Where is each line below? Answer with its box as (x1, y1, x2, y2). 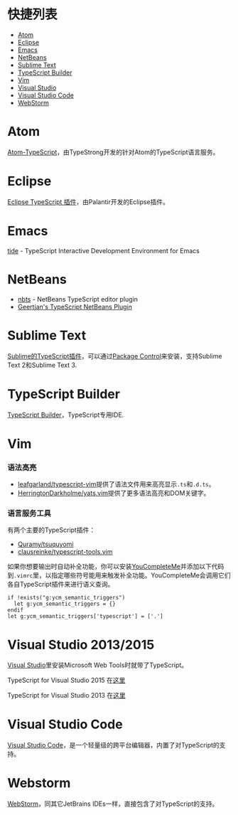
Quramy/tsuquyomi (17, 540, 74, 548)
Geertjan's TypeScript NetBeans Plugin (17, 302, 133, 311)
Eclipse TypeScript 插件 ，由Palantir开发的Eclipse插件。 (7, 197, 169, 206)
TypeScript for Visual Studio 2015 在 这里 (7, 676, 126, 685)
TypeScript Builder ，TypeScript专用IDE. (7, 410, 124, 419)
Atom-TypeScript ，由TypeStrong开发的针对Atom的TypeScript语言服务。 (7, 147, 220, 156)
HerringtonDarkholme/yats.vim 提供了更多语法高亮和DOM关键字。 (17, 489, 210, 498)
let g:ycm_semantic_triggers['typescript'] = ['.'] (7, 613, 163, 620)
